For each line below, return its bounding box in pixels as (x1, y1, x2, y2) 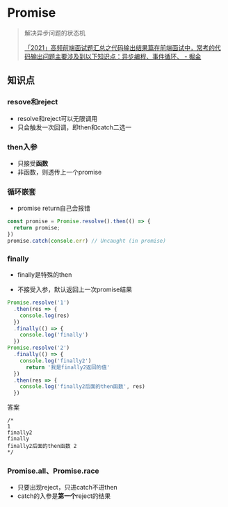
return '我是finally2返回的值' (25, 364, 111, 371)
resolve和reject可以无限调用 (17, 114, 98, 122)
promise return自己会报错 (17, 204, 90, 213)
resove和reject (7, 97, 58, 107)
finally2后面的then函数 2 (7, 443, 77, 450)
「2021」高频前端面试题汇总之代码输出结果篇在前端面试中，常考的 (24, 43, 215, 51)
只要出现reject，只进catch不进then (17, 483, 118, 492)
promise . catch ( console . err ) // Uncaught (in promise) (7, 237, 167, 244)
